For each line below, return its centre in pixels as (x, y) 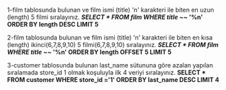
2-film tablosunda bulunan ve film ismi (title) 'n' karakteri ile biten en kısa (110, 37)
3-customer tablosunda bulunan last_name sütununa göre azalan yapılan (110, 65)
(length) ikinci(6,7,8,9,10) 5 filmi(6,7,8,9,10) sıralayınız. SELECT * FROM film (113, 45)
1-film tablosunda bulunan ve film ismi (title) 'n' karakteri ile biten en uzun (111, 10)
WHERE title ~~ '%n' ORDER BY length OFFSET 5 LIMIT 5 (89, 52)
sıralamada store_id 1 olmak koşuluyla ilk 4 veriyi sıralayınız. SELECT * (106, 72)
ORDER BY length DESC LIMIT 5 (53, 24)
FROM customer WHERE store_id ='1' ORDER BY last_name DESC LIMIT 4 (113, 80)
